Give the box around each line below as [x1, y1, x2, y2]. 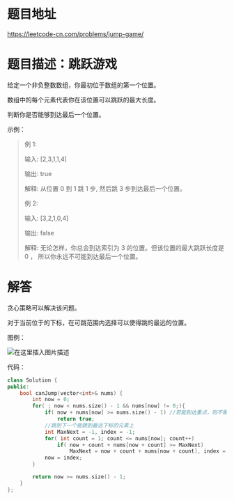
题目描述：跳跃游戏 [7, 56, 118, 72]
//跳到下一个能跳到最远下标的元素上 [44, 422, 134, 429]
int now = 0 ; [32, 396, 70, 403]
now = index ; [44, 454, 82, 462]
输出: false [24, 228, 54, 237]
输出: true [24, 169, 52, 178]
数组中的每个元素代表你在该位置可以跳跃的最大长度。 [7, 95, 160, 104]
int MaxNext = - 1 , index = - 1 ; [44, 428, 136, 435]
